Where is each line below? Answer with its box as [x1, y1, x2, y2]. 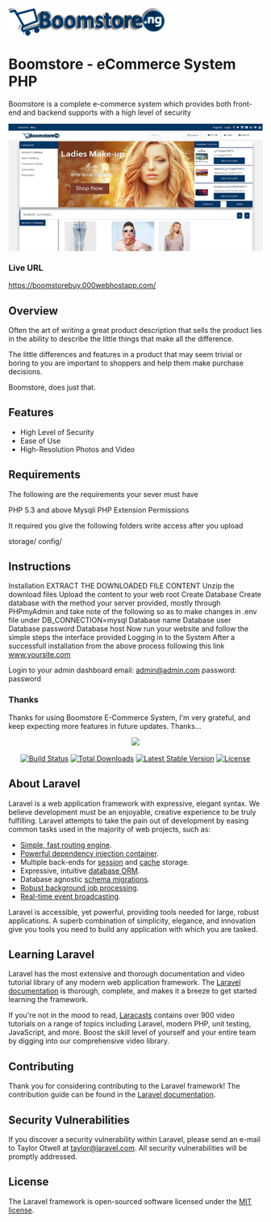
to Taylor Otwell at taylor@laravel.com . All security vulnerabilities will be [8, 1144, 248, 1153]
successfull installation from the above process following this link [8, 641, 225, 651]
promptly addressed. [8, 1152, 78, 1161]
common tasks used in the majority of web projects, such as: [8, 824, 211, 834]
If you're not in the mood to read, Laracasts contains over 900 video [8, 1010, 236, 1020]
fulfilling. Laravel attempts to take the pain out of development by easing [8, 815, 249, 825]
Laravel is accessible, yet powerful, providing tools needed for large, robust [8, 907, 260, 917]
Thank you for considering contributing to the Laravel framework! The [8, 1081, 240, 1091]
